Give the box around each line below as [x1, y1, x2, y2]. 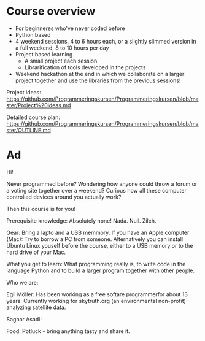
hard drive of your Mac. [6, 248, 66, 256]
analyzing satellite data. [6, 304, 66, 311]
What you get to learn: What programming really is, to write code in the [6, 260, 186, 267]
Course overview [6, 4, 96, 18]
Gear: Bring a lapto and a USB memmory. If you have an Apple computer [6, 229, 190, 236]
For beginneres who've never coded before [15, 25, 125, 32]
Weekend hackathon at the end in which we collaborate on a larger [15, 70, 185, 77]
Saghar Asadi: [6, 315, 42, 323]
